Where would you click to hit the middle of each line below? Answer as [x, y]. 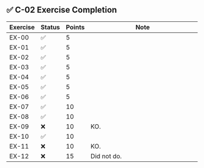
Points [75, 27]
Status [50, 27]
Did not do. [106, 156]
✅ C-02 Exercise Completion [62, 10]
